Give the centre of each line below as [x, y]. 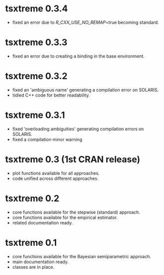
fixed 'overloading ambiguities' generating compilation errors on [78, 129]
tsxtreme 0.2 [32, 198]
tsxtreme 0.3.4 [37, 9]
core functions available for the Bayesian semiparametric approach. [82, 256]
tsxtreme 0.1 [31, 243]
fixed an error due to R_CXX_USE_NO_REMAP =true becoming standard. [85, 22]
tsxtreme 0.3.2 [37, 76]
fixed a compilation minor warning [47, 139]
